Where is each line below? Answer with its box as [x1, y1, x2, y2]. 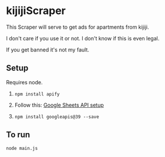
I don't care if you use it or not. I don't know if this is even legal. [6, 35, 160, 42]
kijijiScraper [6, 4, 66, 18]
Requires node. [6, 78, 43, 86]
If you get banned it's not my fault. [6, 46, 89, 53]
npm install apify [14, 91, 60, 97]
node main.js [6, 145, 38, 151]
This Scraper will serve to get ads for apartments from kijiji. [6, 23, 150, 30]
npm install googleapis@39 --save [14, 114, 99, 120]
